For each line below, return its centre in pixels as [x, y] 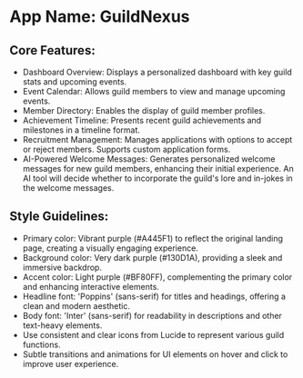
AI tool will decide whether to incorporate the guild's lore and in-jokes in [157, 178]
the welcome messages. [68, 188]
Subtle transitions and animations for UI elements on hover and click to [155, 354]
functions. [41, 344]
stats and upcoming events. [75, 82]
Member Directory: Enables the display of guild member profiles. [144, 110]
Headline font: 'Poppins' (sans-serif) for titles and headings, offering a [154, 296]
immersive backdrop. [62, 267]
